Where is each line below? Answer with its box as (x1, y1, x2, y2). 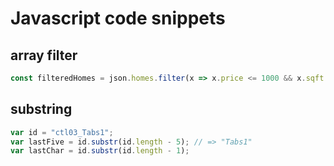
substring (10, 101, 73, 118)
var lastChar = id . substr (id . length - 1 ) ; (10, 146, 190, 156)
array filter (10, 47, 78, 64)
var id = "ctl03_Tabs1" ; (10, 127, 114, 137)
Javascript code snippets (10, 7, 226, 30)
